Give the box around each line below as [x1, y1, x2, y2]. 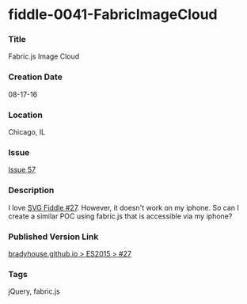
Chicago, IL [8, 127, 46, 137]
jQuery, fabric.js [8, 287, 61, 296]
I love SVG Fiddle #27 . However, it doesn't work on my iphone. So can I [8, 203, 239, 212]
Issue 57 [8, 165, 36, 175]
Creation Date [8, 71, 63, 82]
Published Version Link [8, 231, 99, 242]
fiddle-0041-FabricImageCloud [8, 6, 218, 24]
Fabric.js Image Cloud [8, 51, 80, 61]
